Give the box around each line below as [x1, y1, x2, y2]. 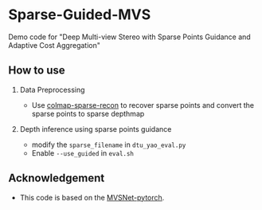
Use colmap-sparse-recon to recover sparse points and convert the [31, 100, 255, 109]
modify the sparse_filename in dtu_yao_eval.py [31, 140, 186, 149]
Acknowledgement [8, 172, 105, 185]
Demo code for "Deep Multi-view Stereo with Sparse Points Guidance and [8, 32, 251, 42]
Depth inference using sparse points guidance [19, 124, 172, 133]
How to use [8, 64, 65, 77]
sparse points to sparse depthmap [31, 109, 145, 118]
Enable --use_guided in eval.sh [31, 148, 134, 157]
